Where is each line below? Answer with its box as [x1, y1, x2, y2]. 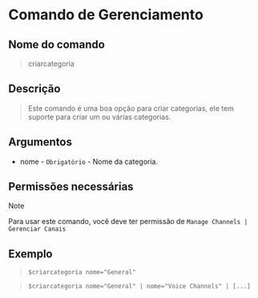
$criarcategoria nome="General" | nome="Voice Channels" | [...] [27, 283, 251, 291]
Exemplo [8, 247, 53, 260]
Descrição [8, 82, 61, 96]
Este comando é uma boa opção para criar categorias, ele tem [27, 103, 235, 113]
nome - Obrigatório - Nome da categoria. [19, 157, 159, 166]
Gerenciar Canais [8, 225, 67, 234]
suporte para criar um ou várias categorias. [27, 112, 171, 121]
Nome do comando [8, 38, 106, 51]
